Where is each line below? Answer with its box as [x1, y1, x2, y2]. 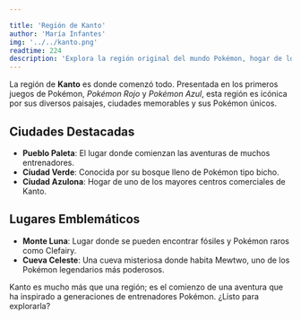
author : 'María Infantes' [9, 29, 106, 39]
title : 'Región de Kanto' [9, 21, 106, 30]
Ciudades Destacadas [9, 124, 135, 139]
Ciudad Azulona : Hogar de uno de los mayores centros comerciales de [21, 176, 286, 186]
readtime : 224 [9, 46, 63, 55]
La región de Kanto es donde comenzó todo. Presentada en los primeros [9, 79, 279, 90]
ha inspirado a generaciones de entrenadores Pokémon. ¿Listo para [9, 290, 260, 301]
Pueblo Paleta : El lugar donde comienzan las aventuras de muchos [21, 147, 271, 158]
